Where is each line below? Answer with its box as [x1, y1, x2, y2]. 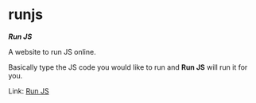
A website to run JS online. [8, 47, 97, 56]
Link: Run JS [8, 86, 49, 96]
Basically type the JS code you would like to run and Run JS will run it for [8, 62, 248, 72]
